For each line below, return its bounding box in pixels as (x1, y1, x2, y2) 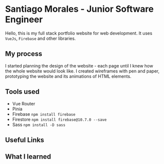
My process (5, 50, 42, 58)
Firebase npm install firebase (12, 111, 75, 117)
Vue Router (12, 100, 35, 106)
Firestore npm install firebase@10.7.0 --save (12, 116, 107, 122)
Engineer (5, 14, 43, 25)
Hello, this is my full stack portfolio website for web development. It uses (5, 30, 153, 36)
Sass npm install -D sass (12, 122, 66, 128)
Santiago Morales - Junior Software (5, 3, 154, 15)
